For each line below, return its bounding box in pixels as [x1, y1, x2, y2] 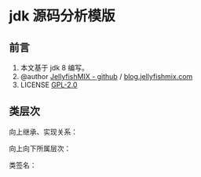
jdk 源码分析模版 [9, 7, 116, 25]
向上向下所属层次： [9, 143, 71, 153]
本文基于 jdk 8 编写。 [20, 63, 89, 72]
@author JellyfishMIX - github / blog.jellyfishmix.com [20, 72, 193, 81]
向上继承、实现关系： [9, 127, 78, 136]
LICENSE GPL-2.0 [20, 80, 78, 89]
